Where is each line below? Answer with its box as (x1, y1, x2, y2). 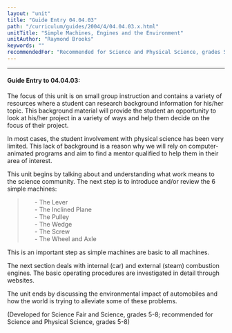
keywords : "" (7, 42, 45, 49)
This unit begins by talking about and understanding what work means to (7, 170, 215, 178)
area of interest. (7, 157, 52, 165)
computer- (188, 142, 219, 151)
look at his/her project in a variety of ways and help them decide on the (7, 114, 211, 122)
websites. (7, 276, 35, 285)
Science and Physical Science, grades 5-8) (7, 318, 130, 326)
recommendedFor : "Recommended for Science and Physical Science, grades (7, 49, 221, 56)
